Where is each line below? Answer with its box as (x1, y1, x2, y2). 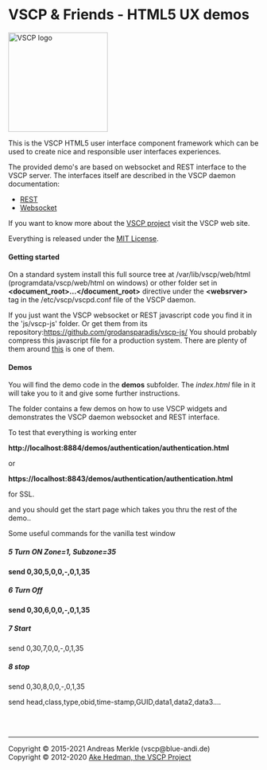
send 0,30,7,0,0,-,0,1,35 (8, 644, 84, 653)
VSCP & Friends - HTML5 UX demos (8, 6, 250, 24)
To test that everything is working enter (8, 428, 137, 437)
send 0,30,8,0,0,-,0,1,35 (8, 682, 85, 691)
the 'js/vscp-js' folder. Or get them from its (8, 319, 149, 329)
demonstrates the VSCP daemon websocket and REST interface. (8, 412, 220, 422)
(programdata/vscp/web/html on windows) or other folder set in (8, 278, 218, 288)
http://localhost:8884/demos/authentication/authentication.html (8, 443, 230, 453)
